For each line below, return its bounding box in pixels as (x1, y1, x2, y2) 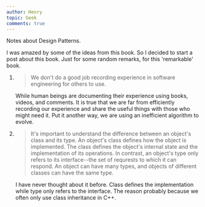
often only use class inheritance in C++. (15, 194, 117, 201)
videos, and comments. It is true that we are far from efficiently (15, 99, 175, 106)
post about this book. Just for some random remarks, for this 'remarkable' (6, 56, 193, 63)
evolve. (15, 118, 34, 126)
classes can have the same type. (30, 169, 114, 176)
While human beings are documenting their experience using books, (15, 92, 188, 100)
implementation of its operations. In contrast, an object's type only (30, 149, 199, 157)
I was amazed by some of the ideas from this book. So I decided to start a (6, 49, 193, 56)
